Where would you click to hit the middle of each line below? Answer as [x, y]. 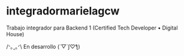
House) [15, 34]
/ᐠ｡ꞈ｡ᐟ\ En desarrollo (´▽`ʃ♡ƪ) [43, 46]
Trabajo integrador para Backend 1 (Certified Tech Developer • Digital [92, 28]
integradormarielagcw [63, 11]
